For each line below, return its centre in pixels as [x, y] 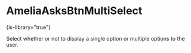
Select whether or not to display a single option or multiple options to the [95, 38]
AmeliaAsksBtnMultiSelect [74, 11]
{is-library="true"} [28, 27]
